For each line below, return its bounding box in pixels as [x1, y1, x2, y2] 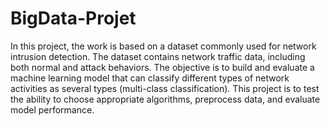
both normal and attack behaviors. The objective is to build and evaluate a [10, 61, 315, 73]
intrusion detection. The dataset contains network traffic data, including [10, 50, 306, 62]
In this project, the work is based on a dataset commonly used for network [10, 40, 317, 52]
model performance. [10, 103, 95, 116]
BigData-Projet [10, 7, 137, 30]
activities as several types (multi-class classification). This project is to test [10, 82, 320, 94]
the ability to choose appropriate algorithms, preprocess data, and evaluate [10, 93, 321, 105]
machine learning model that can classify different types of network [10, 72, 290, 84]
